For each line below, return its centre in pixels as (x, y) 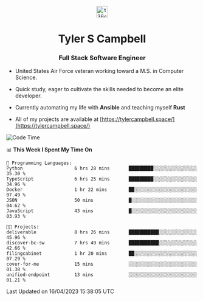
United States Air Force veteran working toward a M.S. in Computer (99, 71)
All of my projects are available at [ (58, 119)
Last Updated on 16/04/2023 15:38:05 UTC (60, 291)
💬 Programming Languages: (39, 163)
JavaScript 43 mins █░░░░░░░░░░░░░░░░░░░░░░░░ (102, 211)
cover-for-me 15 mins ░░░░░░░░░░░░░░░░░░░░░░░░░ (102, 265)
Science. (26, 78)
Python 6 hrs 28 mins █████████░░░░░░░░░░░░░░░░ (102, 168)
